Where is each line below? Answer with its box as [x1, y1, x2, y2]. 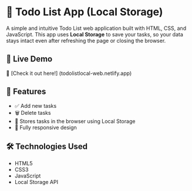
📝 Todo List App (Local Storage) [6, 5, 163, 19]
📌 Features [6, 87, 46, 97]
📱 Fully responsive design [14, 124, 78, 131]
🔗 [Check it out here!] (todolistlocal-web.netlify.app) [6, 70, 132, 77]
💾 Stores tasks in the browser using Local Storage [14, 117, 136, 125]
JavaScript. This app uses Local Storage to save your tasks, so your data [6, 30, 184, 37]
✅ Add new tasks [14, 102, 57, 109]
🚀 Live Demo [6, 54, 53, 64]
